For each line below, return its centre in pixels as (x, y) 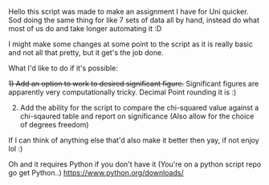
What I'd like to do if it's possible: (63, 68)
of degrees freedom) (55, 125)
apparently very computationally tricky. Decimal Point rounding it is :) (122, 92)
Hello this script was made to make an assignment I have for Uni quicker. (128, 12)
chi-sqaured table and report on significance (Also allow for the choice (137, 116)
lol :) (16, 149)
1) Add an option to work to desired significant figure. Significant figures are (134, 84)
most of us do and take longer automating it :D (85, 28)
